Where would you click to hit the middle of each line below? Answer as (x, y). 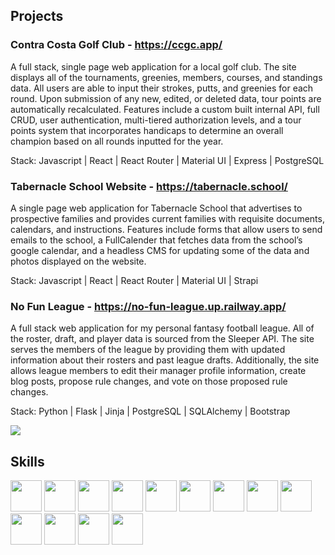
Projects (37, 16)
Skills (27, 461)
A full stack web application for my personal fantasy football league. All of (162, 328)
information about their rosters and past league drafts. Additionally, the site (165, 360)
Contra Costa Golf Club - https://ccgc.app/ (116, 45)
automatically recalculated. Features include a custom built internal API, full (165, 109)
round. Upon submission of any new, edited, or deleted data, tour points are (166, 98)
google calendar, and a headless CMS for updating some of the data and (160, 250)
